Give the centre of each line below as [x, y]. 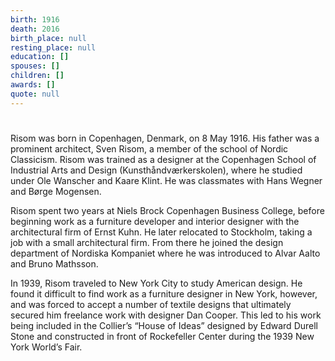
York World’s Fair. [46, 347]
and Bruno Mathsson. [54, 263]
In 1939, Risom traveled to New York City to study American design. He [156, 283]
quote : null [35, 94]
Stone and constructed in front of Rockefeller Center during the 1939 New [162, 336]
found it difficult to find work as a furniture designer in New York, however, [164, 293]
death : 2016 [35, 29]
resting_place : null [53, 47]
